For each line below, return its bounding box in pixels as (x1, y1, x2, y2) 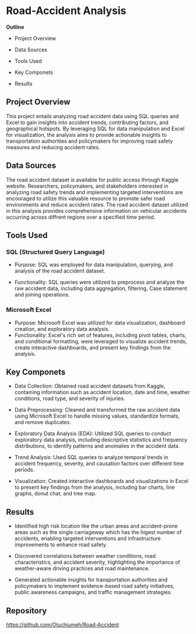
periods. (14, 466, 35, 473)
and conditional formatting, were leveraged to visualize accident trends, (14, 337, 187, 344)
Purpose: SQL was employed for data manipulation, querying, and (14, 261, 173, 268)
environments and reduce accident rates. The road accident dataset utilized (6, 201, 188, 208)
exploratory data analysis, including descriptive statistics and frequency (14, 436, 188, 443)
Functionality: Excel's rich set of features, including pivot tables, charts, (14, 332, 187, 339)
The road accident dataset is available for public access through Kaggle (6, 176, 179, 183)
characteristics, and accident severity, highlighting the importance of (14, 559, 180, 566)
